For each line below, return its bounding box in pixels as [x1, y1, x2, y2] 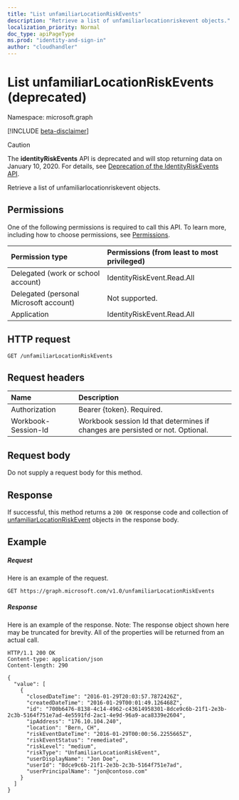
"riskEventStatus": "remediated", [26, 737, 129, 744]
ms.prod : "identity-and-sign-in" [7, 37, 107, 44]
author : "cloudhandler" [7, 43, 78, 51]
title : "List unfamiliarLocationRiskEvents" [7, 10, 142, 18]
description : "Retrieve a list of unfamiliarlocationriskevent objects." [7, 17, 231, 24]
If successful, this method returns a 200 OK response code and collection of [7, 508, 229, 516]
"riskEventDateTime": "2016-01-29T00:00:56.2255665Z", [26, 731, 193, 738]
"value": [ [14, 681, 46, 688]
